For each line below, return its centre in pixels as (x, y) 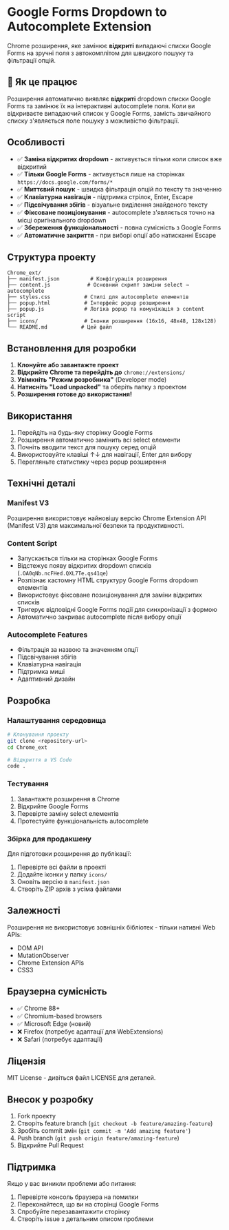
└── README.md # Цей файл (59, 327)
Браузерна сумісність (57, 992)
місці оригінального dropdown (62, 220)
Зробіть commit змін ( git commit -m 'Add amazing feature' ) (104, 1131)
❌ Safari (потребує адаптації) (60, 1039)
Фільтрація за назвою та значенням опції (78, 650)
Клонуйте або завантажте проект (68, 365)
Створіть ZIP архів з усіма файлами (69, 889)
